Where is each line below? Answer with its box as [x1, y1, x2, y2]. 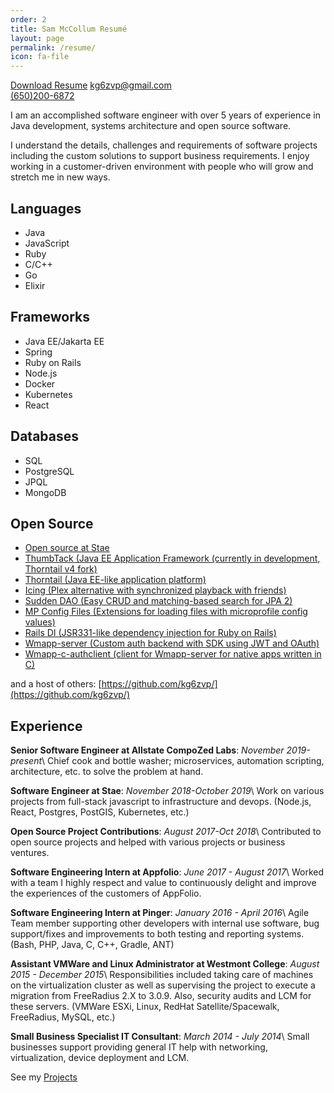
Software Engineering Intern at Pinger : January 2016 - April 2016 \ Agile [10, 907, 310, 919]
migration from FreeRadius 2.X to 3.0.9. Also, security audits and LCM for [10, 990, 312, 1002]
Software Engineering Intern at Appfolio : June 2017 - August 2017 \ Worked [10, 866, 325, 878]
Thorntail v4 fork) [24, 563, 98, 575]
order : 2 [10, 14, 47, 25]
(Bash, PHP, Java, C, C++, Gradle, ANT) [10, 939, 175, 951]
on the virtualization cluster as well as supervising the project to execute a [10, 979, 316, 991]
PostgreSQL [24, 465, 75, 477]
